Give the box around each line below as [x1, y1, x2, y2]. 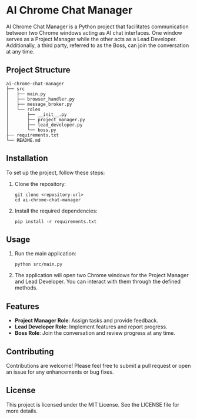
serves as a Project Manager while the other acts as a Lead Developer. [6, 35, 178, 42]
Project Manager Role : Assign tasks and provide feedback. [14, 317, 159, 324]
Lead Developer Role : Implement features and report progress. [14, 323, 168, 330]
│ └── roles [6, 107, 41, 112]
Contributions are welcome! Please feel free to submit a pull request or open [6, 363, 191, 369]
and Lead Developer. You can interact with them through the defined [14, 278, 181, 285]
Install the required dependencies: [14, 207, 98, 214]
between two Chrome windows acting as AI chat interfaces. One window [6, 29, 182, 36]
